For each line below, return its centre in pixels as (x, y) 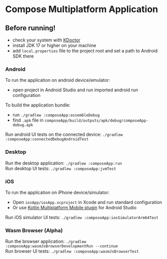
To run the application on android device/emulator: (58, 80)
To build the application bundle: (38, 105)
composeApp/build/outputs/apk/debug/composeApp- (96, 121)
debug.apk (23, 125)
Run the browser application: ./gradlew (46, 241)
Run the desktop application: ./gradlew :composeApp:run (64, 163)
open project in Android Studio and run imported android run (75, 90)
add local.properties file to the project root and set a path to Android (85, 51)
